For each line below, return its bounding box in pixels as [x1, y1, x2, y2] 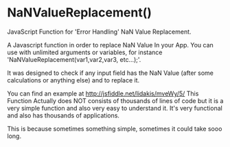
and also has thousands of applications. [7, 111, 120, 120]
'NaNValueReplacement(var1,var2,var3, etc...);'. [7, 55, 141, 63]
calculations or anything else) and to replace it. [7, 76, 140, 84]
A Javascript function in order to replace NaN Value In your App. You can [7, 41, 214, 49]
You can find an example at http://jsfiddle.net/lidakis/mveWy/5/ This [7, 89, 199, 98]
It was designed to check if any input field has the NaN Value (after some [7, 69, 214, 77]
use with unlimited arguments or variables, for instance [7, 48, 163, 56]
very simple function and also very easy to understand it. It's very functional [7, 104, 223, 112]
